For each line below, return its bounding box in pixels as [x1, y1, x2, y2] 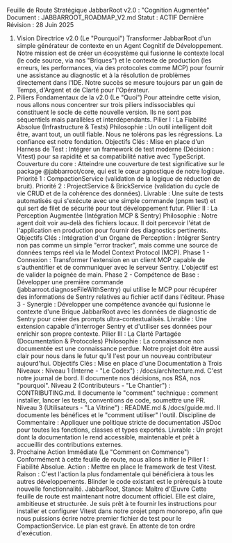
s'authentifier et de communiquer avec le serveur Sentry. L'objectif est [16, 264, 219, 271]
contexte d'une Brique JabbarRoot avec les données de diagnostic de [16, 307, 217, 316]
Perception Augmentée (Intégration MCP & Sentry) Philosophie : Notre [16, 211, 218, 220]
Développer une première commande [16, 278, 124, 286]
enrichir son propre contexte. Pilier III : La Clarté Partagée [16, 330, 181, 338]
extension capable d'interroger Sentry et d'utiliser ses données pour [16, 323, 213, 330]
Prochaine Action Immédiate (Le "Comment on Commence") [16, 448, 190, 456]
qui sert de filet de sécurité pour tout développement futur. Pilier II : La [16, 204, 218, 212]
